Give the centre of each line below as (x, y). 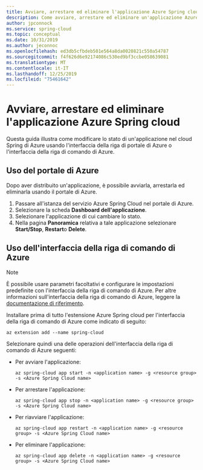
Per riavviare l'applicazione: (50, 417)
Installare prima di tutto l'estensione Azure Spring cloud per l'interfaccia (96, 315)
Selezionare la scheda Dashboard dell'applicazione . (81, 210)
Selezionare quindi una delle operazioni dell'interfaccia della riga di (90, 344)
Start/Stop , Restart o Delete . (51, 229)
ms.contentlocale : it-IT (37, 68)
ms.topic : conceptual (34, 34)
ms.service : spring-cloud (39, 29)
